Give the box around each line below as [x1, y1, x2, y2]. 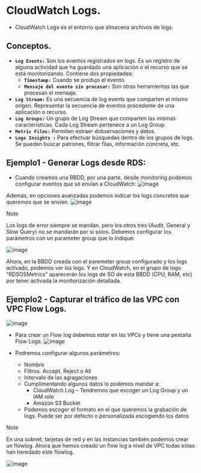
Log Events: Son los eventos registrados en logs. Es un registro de [14, 57, 181, 64]
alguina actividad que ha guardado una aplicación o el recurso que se [14, 63, 188, 70]
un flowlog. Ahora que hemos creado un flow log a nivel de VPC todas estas [6, 442, 195, 450]
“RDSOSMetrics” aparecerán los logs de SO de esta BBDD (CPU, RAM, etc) [6, 271, 193, 278]
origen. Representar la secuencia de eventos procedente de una [14, 102, 175, 109]
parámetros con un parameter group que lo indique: [6, 234, 135, 242]
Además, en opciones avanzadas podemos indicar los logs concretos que [6, 192, 190, 199]
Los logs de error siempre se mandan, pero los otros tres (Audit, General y [6, 221, 191, 229]
